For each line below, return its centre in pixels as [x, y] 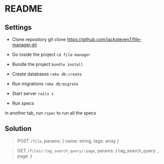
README [24, 9]
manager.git [24, 45]
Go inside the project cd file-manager [51, 54]
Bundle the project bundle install [48, 64]
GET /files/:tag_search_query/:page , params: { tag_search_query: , [88, 150]
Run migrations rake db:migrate [45, 84]
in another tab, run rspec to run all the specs [51, 113]
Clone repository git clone [39, 39]
